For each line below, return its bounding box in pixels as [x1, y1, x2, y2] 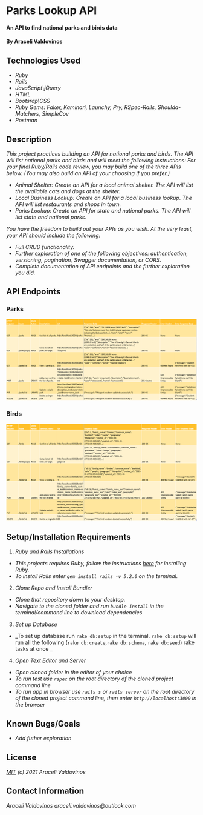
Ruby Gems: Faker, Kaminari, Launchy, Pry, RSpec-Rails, [14, 104, 156, 111]
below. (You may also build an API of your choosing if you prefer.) [6, 170, 170, 176]
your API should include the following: [6, 231, 101, 239]
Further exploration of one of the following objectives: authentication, [14, 250, 188, 257]
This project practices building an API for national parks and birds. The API [6, 150, 193, 158]
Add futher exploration [14, 734, 72, 742]
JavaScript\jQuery [14, 84, 62, 91]
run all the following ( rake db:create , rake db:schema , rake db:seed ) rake [14, 639, 195, 646]
